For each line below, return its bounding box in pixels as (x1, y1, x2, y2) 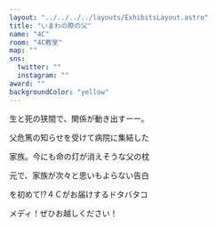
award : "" (9, 79, 46, 88)
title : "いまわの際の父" (9, 21, 92, 30)
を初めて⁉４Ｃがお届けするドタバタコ (9, 189, 148, 199)
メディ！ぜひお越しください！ (9, 207, 118, 218)
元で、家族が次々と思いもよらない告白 (9, 170, 149, 181)
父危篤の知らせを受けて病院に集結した (9, 132, 149, 142)
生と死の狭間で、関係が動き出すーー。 (9, 113, 149, 124)
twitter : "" (17, 63, 62, 72)
